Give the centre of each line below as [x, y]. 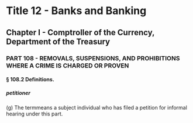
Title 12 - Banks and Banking [76, 11]
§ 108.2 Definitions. [30, 80]
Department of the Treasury [58, 41]
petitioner [18, 93]
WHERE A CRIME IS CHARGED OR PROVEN [68, 66]
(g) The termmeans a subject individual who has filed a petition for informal [96, 108]
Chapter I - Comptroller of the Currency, [80, 33]
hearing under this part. [35, 114]
